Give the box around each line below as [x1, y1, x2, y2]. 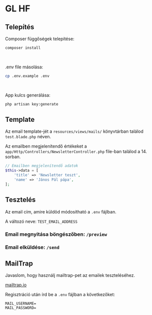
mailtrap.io [5, 282, 27, 288]
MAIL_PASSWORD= [5, 306, 37, 311]
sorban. [5, 154, 21, 160]
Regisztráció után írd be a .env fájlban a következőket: [5, 292, 115, 298]
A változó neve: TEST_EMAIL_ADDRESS [5, 218, 78, 224]
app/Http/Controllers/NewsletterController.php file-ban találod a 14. [5, 149, 147, 155]
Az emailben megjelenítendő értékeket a [5, 143, 87, 149]
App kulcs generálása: [5, 92, 51, 98]
